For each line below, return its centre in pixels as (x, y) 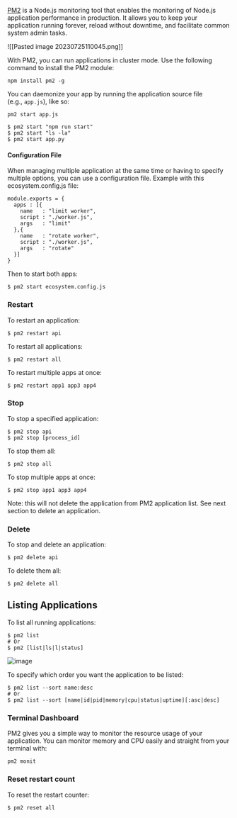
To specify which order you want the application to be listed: (96, 674)
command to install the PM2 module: (61, 68)
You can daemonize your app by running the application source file (105, 94)
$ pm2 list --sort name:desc (50, 688)
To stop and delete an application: (57, 544)
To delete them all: (34, 571)
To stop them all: (31, 451)
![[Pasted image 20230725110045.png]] (65, 46)
